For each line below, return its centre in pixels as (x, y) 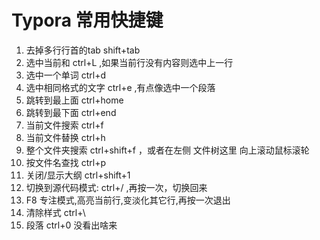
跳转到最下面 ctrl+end (71, 112)
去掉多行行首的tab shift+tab (83, 50)
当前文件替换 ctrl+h (65, 137)
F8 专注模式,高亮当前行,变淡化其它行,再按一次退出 (128, 200)
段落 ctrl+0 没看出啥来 (71, 225)
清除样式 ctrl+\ (55, 212)
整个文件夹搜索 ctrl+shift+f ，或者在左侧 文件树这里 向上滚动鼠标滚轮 (167, 150)
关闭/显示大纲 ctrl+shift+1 (78, 175)
